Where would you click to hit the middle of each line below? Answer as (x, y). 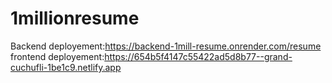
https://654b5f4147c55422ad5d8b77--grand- (198, 56)
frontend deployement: (57, 56)
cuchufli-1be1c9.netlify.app (66, 67)
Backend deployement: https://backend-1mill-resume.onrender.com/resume (166, 46)
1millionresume (75, 18)
